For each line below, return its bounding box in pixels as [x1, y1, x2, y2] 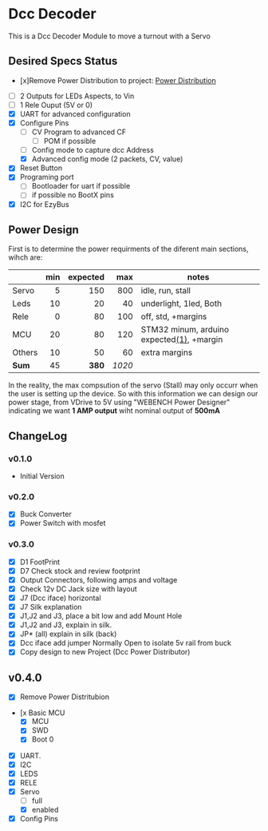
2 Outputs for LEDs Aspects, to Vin [19, 91, 135, 101]
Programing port [19, 173, 74, 182]
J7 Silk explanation [19, 602, 82, 612]
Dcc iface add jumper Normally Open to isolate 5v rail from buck [19, 638, 231, 648]
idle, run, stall [140, 285, 191, 296]
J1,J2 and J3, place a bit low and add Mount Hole [19, 611, 183, 621]
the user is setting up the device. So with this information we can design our [8, 389, 258, 399]
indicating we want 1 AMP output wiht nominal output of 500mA [8, 406, 221, 415]
